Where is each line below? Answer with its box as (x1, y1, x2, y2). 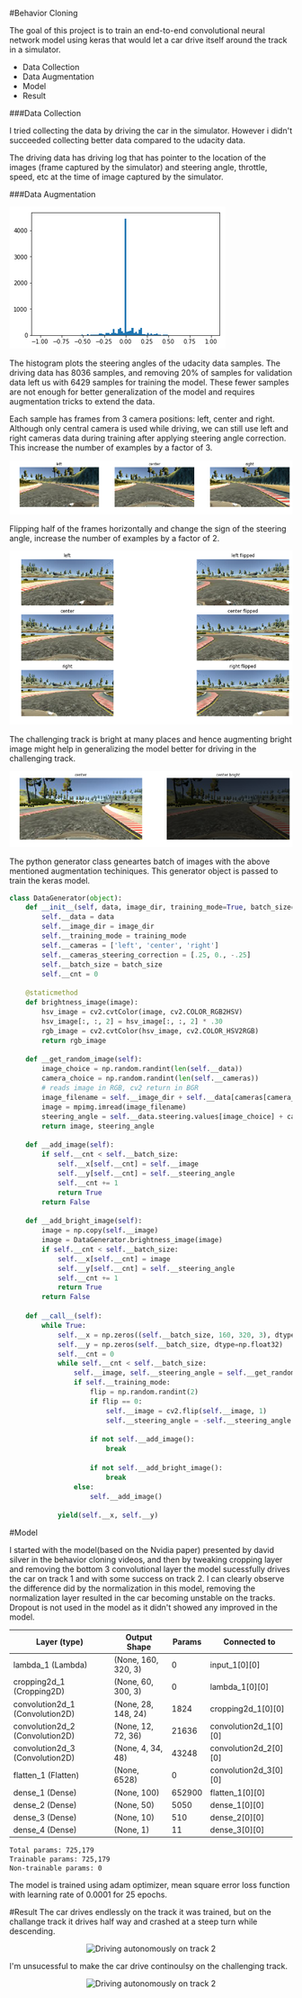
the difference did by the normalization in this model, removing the (9, 1583, 256, 1594)
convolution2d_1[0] (209, 1721, 284, 1731)
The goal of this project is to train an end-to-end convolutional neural (9, 25, 265, 35)
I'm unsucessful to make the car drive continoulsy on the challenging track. (9, 1960, 288, 1971)
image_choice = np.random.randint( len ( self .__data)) (41, 1065, 244, 1074)
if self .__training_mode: (73, 1378, 171, 1387)
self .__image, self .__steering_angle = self (73, 1368, 244, 1377)
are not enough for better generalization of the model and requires (9, 386, 255, 397)
